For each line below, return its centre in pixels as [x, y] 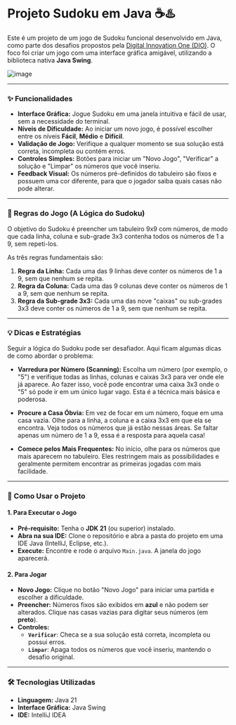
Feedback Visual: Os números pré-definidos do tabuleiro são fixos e [117, 174]
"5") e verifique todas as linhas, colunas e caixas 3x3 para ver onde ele [121, 377]
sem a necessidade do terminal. [64, 122]
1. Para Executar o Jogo [42, 513]
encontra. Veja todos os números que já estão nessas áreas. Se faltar [118, 427]
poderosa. [32, 399]
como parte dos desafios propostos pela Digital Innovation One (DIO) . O [111, 45]
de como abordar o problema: [50, 355]
